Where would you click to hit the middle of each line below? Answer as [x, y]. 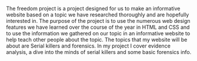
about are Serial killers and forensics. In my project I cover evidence [88, 46]
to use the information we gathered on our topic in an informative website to [98, 33]
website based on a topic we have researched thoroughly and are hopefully [98, 15]
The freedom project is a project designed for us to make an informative [93, 9]
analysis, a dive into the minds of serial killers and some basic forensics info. [99, 52]
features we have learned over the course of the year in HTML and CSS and [98, 27]
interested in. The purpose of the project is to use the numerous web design [98, 21]
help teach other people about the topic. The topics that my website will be [97, 40]
